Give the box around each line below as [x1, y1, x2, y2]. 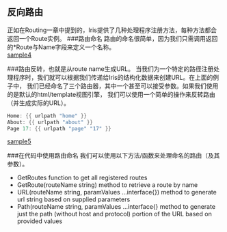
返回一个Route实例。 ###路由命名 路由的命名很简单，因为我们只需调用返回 [7, 34, 218, 42]
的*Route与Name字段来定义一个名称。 [7, 43, 115, 51]
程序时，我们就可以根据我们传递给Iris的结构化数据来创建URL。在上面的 [12, 73, 213, 81]
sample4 [7, 50, 32, 59]
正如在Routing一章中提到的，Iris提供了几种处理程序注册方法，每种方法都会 [7, 26, 217, 34]
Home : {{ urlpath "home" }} [7, 112, 88, 119]
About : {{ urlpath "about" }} [7, 119, 94, 126]
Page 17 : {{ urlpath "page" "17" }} [7, 125, 111, 132]
